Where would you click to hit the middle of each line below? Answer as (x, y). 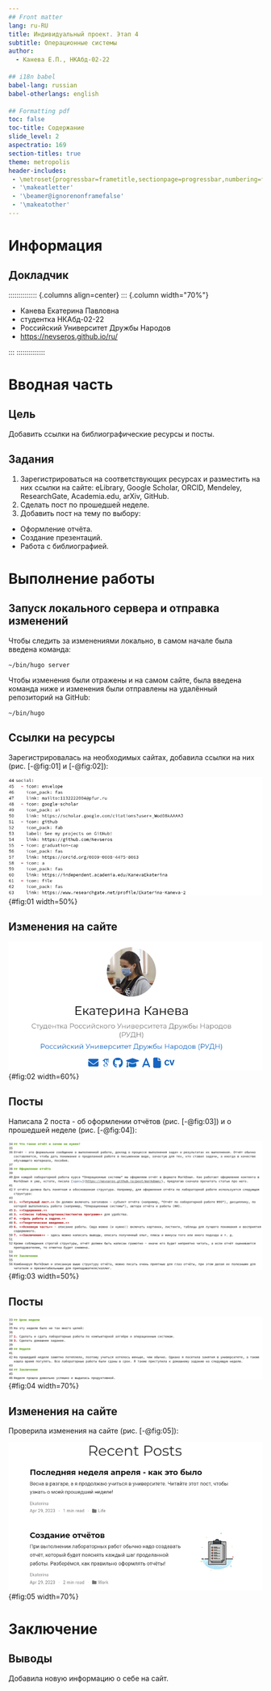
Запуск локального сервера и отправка (114, 609)
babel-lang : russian (43, 85)
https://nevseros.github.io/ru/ (69, 336)
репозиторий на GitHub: (50, 697)
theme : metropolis (39, 162)
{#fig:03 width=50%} (44, 1276)
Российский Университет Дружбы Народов (95, 328)
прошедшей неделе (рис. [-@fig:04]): (73, 1130)
